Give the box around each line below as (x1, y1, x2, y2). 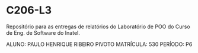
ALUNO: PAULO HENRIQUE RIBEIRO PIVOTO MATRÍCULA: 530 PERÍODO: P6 (6, 41, 193, 48)
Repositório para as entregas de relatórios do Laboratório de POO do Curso (6, 23, 191, 30)
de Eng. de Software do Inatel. (6, 29, 80, 36)
